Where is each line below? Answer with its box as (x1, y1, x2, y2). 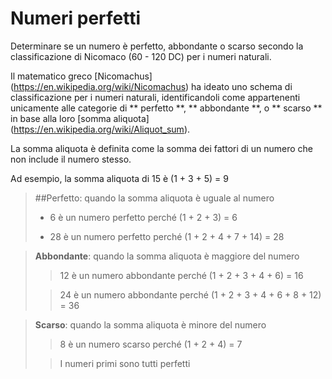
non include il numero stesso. (10, 153, 132, 165)
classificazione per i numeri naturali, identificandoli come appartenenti (10, 91, 301, 103)
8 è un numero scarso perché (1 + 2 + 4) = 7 (59, 338, 243, 350)
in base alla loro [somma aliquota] (10, 112, 150, 124)
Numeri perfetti (10, 7, 142, 30)
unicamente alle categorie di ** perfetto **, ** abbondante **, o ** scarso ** (10, 102, 323, 114)
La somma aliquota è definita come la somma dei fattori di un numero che (10, 142, 313, 154)
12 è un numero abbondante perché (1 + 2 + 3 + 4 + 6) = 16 (59, 269, 304, 281)
